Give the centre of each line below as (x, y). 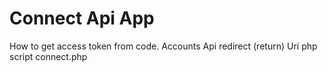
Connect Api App (82, 18)
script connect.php (48, 56)
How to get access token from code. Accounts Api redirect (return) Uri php (163, 46)
